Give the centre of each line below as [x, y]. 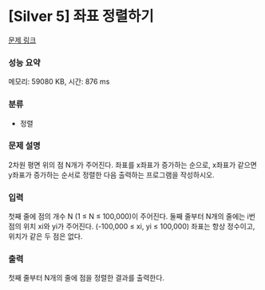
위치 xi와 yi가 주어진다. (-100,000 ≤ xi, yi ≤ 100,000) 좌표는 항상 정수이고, [139, 226]
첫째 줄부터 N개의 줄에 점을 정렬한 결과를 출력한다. [87, 278]
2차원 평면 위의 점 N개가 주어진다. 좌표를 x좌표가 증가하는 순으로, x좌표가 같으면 [132, 165]
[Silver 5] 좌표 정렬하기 [81, 16]
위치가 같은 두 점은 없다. [45, 236]
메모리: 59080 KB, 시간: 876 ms [59, 81]
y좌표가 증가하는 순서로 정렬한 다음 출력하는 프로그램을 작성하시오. [111, 175]
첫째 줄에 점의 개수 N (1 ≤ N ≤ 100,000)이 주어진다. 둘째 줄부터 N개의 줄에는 [127, 217]
